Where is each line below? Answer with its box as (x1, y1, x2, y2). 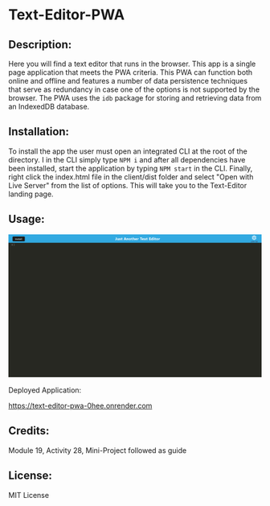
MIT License (8, 490, 50, 500)
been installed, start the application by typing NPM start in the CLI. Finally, (8, 163, 253, 173)
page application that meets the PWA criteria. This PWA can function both (8, 68, 253, 77)
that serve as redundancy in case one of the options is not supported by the (8, 84, 260, 94)
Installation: (8, 125, 70, 138)
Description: (8, 38, 72, 51)
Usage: (8, 212, 46, 226)
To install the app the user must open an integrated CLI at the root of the (8, 146, 247, 156)
